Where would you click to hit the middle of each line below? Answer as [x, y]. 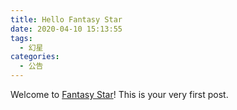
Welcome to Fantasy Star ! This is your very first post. [119, 94]
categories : [35, 57]
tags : [21, 38]
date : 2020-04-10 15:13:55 [66, 29]
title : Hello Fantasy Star [66, 19]
